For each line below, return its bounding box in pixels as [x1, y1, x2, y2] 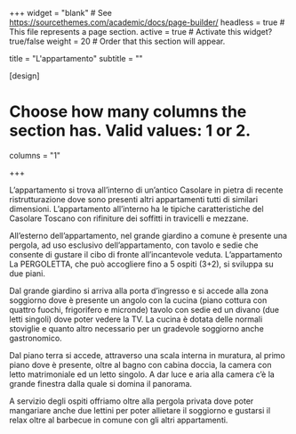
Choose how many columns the [9, 102, 247, 122]
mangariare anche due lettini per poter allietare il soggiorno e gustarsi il [9, 405, 271, 415]
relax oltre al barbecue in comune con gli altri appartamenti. [9, 414, 228, 425]
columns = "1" [9, 150, 60, 160]
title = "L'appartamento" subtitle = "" [9, 53, 143, 63]
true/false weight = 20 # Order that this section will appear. [9, 36, 226, 46]
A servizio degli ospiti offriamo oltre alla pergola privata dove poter [9, 396, 254, 406]
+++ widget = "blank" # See [9, 8, 113, 18]
